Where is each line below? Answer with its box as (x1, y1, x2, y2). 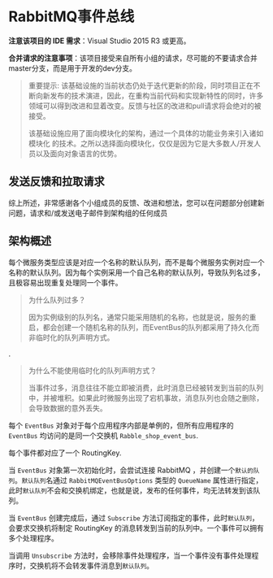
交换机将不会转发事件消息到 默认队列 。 (29, 560, 154, 570)
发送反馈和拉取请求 (8, 175, 105, 189)
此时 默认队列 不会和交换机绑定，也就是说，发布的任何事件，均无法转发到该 (8, 485, 253, 495)
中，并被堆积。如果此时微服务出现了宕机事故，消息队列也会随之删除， (28, 393, 264, 402)
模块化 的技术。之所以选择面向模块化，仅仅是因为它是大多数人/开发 (28, 138, 254, 148)
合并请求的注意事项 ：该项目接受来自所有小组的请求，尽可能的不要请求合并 (8, 53, 258, 63)
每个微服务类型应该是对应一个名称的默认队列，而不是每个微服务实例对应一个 (8, 257, 265, 267)
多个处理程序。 (8, 533, 58, 543)
